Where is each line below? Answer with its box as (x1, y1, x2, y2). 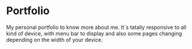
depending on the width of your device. (6, 36, 103, 43)
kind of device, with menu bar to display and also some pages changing (6, 30, 182, 37)
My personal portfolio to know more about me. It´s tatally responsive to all (6, 24, 187, 31)
